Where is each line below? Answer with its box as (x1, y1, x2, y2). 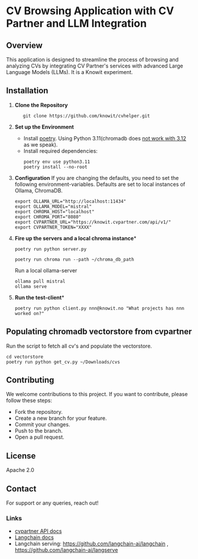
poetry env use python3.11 (23, 159, 90, 165)
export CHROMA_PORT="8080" (14, 214, 82, 220)
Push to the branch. (14, 428, 63, 435)
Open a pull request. (14, 433, 65, 441)
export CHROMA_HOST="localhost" (14, 208, 95, 214)
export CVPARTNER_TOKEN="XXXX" (14, 224, 92, 230)
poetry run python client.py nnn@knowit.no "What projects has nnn (14, 305, 184, 311)
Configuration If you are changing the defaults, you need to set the (14, 174, 179, 181)
